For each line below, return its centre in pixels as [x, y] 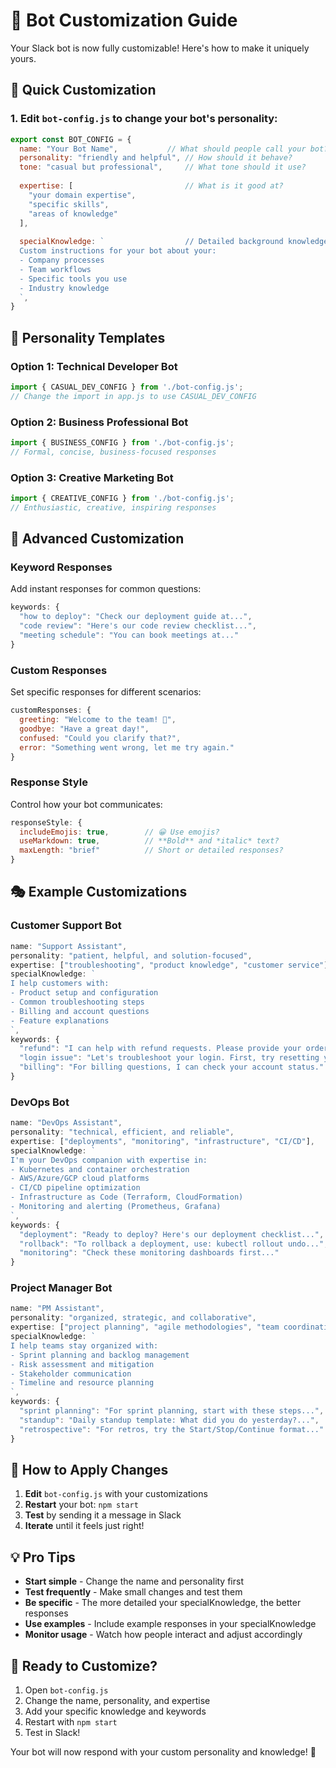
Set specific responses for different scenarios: [106, 692]
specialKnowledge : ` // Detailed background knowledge [174, 242]
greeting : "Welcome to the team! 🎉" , [98, 720]
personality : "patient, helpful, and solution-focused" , [131, 955]
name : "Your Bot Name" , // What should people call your [163, 149]
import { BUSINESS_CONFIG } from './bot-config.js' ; [122, 442]
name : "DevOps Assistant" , [66, 1123]
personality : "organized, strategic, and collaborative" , [133, 1318]
